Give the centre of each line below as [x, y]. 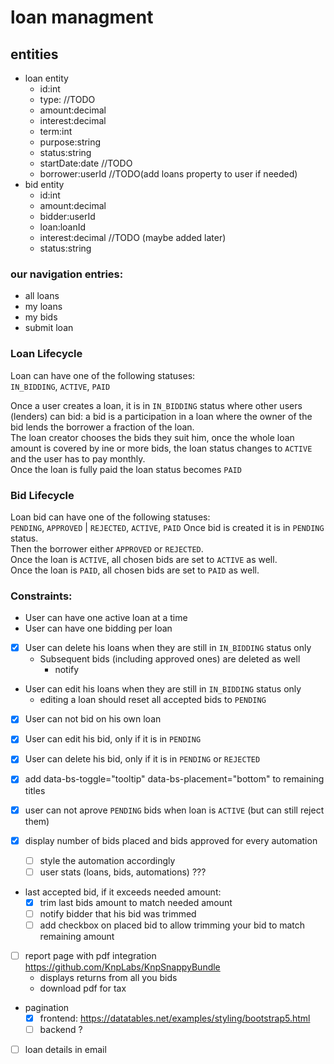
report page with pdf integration [90, 955]
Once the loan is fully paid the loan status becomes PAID [126, 469]
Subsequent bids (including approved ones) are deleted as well [170, 659]
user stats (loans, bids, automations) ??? [123, 872]
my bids [41, 317]
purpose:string [70, 142]
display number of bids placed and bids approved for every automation [171, 840]
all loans [42, 296]
